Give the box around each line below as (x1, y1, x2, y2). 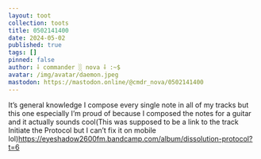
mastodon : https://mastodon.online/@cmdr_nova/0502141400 (8, 78, 204, 86)
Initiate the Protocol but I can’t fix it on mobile (8, 125, 156, 135)
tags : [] (8, 48, 37, 56)
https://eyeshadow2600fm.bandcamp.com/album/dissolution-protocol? (18, 134, 253, 143)
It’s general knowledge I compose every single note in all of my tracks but (8, 100, 249, 110)
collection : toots (8, 19, 69, 27)
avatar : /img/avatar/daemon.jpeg (8, 71, 119, 79)
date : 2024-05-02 (8, 33, 66, 42)
